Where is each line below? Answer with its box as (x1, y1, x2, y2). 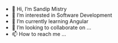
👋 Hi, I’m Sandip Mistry (11, 6, 67, 12)
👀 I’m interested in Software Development (11, 12, 113, 19)
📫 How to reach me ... (11, 31, 66, 37)
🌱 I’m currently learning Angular (11, 18, 89, 24)
